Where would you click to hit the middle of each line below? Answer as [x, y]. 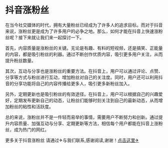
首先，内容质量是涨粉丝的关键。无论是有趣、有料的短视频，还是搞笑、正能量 [84, 48]
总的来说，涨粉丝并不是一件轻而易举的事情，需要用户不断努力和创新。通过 [82, 117]
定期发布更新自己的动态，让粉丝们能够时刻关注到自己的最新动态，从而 [86, 100]
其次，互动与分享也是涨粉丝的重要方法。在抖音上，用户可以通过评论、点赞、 [84, 71]
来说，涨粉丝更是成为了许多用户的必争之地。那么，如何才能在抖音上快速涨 [82, 31]
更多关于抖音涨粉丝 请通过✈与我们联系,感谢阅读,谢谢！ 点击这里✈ [72, 140]
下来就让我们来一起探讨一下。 [53, 37]
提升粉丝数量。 [20, 60]
